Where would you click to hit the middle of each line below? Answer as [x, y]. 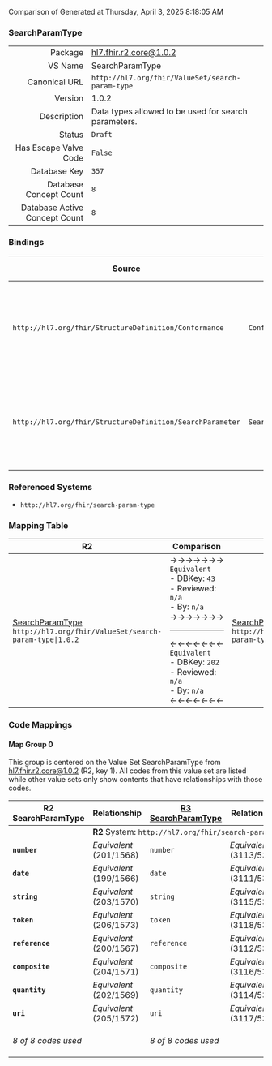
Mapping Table [38, 525]
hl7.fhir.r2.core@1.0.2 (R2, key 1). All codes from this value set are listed [127, 771]
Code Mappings [40, 725]
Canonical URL [55, 82]
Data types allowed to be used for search [170, 111]
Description [61, 117]
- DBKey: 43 [193, 578]
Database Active [52, 208]
